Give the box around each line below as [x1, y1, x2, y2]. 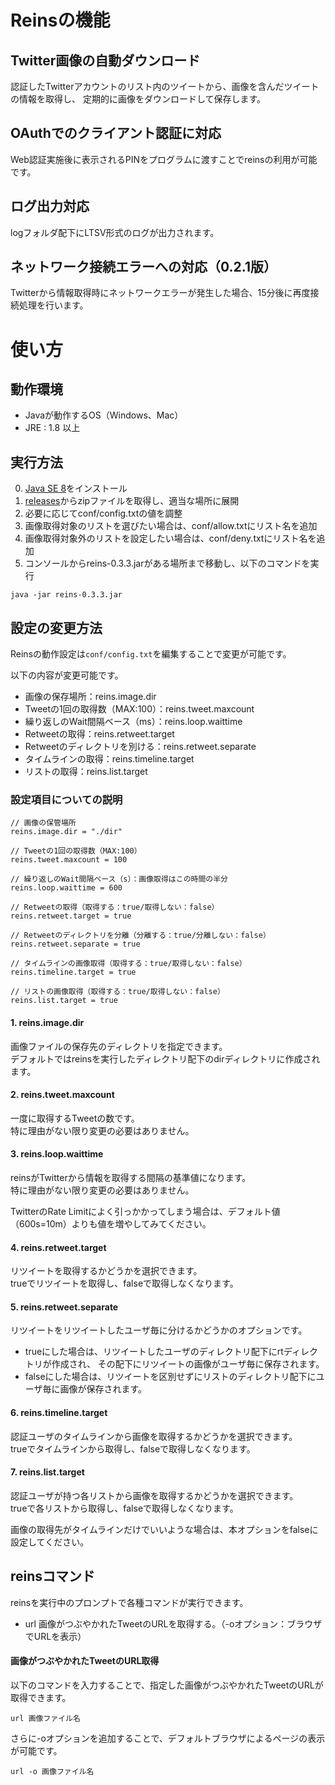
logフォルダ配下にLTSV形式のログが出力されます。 [10, 226, 220, 238]
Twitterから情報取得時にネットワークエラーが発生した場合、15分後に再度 [10, 287, 311, 299]
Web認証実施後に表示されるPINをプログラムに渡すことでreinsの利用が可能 [10, 153, 318, 165]
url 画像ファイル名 [10, 1713, 81, 1723]
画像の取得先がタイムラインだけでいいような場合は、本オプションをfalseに [10, 1523, 319, 1535]
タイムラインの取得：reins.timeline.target [24, 753, 195, 765]
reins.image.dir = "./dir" [10, 827, 123, 837]
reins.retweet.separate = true [10, 939, 141, 950]
